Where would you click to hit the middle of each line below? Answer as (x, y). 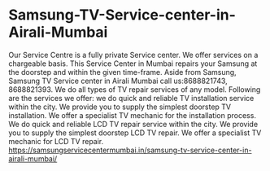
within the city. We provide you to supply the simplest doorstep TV (120, 107)
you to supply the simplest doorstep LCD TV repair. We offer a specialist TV (135, 133)
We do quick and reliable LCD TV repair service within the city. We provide (133, 124)
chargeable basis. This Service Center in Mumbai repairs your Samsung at (133, 64)
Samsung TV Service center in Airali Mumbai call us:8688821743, (118, 81)
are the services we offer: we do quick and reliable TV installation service (131, 98)
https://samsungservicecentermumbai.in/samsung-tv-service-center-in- (130, 150)
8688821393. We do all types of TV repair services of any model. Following (135, 89)
